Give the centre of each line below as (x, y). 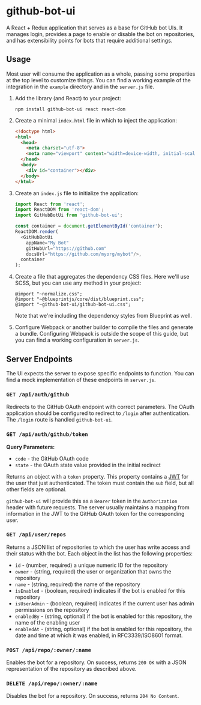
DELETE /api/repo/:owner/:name (52, 684)
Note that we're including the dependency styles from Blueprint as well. (103, 316)
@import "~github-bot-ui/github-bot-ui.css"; (73, 304)
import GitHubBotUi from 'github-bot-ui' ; (69, 215)
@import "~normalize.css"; (49, 294)
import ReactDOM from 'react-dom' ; (59, 210)
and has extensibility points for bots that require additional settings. (89, 40)
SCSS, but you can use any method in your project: (78, 283)
